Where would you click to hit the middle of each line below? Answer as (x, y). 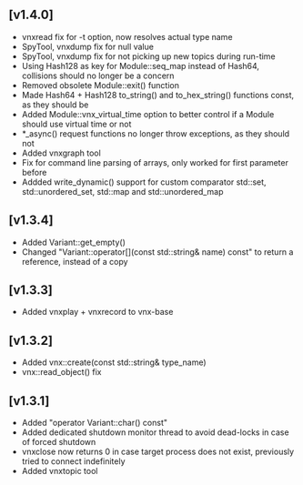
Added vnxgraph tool (61, 153)
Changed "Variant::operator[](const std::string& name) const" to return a (157, 252)
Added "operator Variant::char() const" (94, 423)
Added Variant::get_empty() (74, 242)
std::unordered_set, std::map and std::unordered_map (122, 191)
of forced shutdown (59, 442)
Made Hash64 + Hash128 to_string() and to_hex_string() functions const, (158, 95)
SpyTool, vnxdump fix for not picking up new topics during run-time (148, 56)
